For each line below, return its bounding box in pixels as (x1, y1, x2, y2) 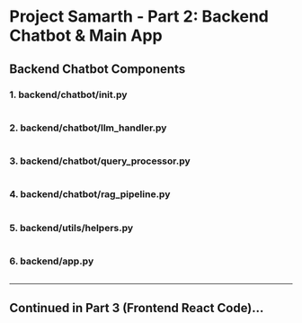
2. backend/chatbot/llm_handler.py (9, 121, 167, 134)
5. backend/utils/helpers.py (9, 221, 134, 234)
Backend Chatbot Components (9, 61, 186, 76)
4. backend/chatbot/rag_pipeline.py (9, 188, 171, 201)
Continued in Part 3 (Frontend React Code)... (9, 300, 264, 316)
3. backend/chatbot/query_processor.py (9, 155, 191, 167)
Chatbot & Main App (9, 25, 164, 46)
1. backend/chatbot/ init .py (9, 88, 128, 101)
